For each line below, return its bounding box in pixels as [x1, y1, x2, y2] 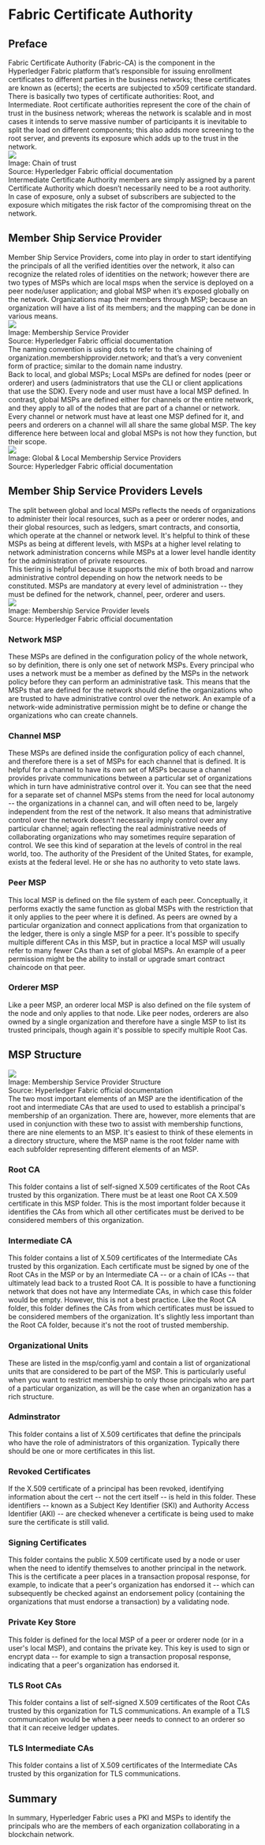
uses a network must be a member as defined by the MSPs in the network [8, 668, 249, 677]
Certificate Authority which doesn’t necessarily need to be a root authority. [8, 183, 252, 193]
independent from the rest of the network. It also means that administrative [8, 807, 252, 817]
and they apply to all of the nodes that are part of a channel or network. [8, 403, 241, 413]
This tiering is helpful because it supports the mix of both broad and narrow [8, 564, 254, 574]
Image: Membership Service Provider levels [8, 606, 150, 615]
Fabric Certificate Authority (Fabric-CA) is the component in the [8, 58, 215, 67]
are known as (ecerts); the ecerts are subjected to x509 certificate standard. [8, 83, 257, 92]
